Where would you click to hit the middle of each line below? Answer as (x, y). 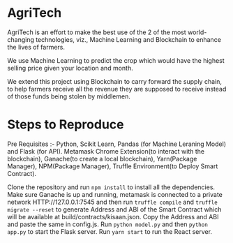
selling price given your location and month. (70, 68)
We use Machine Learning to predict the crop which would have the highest (116, 60)
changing (21, 39)
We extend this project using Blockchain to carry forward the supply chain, (114, 81)
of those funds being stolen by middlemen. (69, 96)
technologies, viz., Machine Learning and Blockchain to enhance (129, 39)
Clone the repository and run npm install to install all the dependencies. (111, 187)
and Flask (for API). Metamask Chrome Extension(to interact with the (106, 151)
